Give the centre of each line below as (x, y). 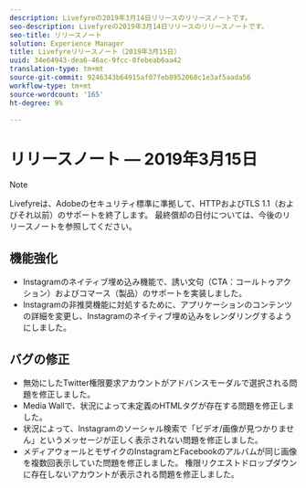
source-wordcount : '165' (57, 94)
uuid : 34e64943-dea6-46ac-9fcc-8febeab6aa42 (95, 60)
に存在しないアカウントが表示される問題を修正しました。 (131, 474)
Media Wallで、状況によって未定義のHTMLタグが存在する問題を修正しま (158, 405)
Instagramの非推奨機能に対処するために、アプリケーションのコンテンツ (158, 305)
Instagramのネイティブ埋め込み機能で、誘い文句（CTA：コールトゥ (149, 282)
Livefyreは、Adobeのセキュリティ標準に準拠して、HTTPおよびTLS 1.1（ (144, 204)
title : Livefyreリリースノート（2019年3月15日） (95, 52)
